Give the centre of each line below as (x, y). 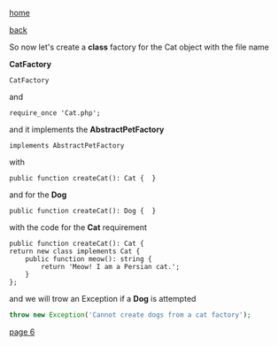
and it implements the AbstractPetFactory (87, 129)
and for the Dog (38, 195)
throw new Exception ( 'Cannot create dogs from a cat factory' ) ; (130, 315)
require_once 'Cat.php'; (55, 113)
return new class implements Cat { (75, 251)
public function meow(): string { (89, 259)
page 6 (22, 332)
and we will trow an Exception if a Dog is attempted (103, 299)
